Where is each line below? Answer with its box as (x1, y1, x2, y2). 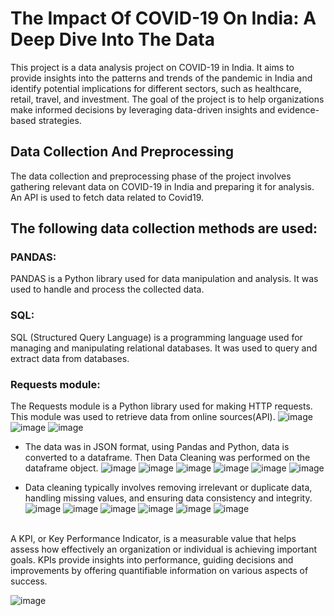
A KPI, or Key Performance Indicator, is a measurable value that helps (10, 533, 297, 545)
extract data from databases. (10, 352, 130, 364)
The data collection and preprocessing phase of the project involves (10, 170, 292, 182)
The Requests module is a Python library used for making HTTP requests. (10, 400, 313, 412)
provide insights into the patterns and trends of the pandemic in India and (10, 72, 313, 84)
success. (10, 575, 48, 587)
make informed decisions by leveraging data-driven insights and (10, 103, 276, 116)
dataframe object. (24, 462, 99, 474)
